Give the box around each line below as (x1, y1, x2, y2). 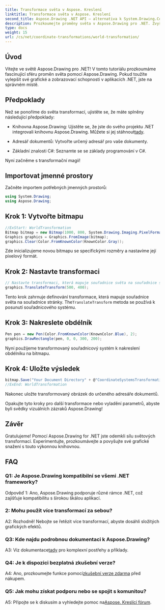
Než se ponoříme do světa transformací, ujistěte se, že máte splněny (5, 109, 144, 115)
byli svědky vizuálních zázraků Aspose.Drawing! (5, 406, 103, 412)
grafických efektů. (5, 523, 42, 529)
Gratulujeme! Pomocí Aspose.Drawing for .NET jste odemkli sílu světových (5, 433, 156, 439)
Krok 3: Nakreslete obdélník (5, 319, 92, 327)
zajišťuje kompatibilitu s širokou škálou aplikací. (5, 495, 101, 501)
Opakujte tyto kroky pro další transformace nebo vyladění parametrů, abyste (5, 401, 160, 407)
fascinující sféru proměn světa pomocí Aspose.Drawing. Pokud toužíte (5, 71, 147, 77)
